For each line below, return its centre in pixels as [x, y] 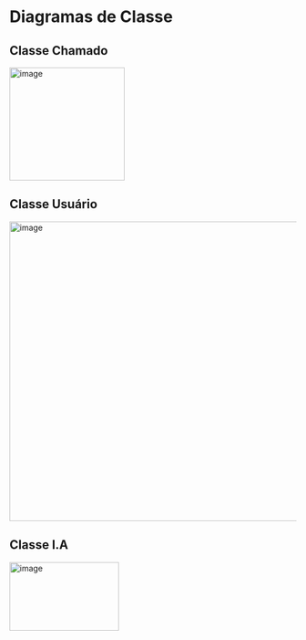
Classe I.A [39, 545]
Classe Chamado [59, 51]
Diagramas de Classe [91, 17]
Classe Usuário [54, 204]
